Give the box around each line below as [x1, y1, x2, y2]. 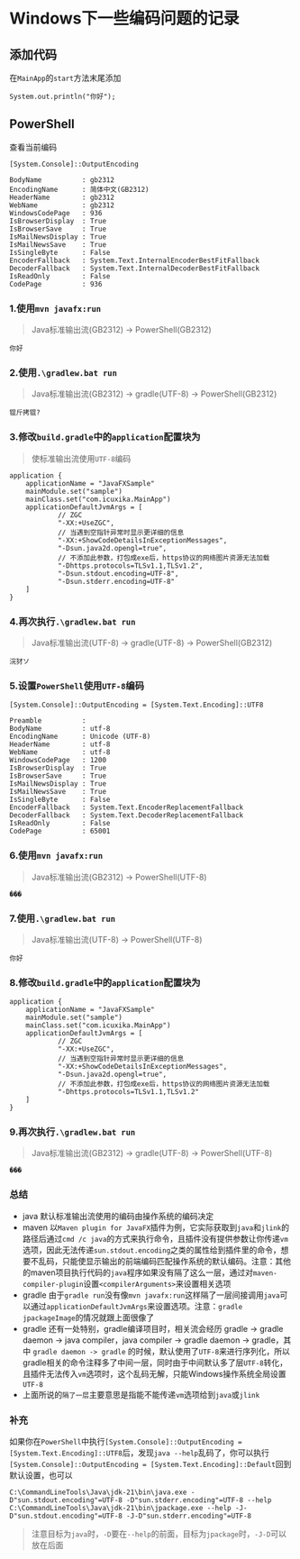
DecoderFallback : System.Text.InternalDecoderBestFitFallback [9, 263, 259, 273]
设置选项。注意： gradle [154, 1300, 243, 1311]
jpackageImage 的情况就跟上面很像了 [22, 1312, 155, 1323]
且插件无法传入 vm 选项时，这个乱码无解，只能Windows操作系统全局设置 [22, 1368, 286, 1379]
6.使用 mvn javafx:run [9, 849, 104, 862]
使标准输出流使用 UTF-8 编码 [31, 452, 132, 464]
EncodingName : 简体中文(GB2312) [9, 185, 150, 194]
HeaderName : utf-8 [9, 740, 111, 749]
